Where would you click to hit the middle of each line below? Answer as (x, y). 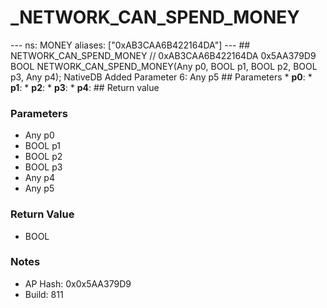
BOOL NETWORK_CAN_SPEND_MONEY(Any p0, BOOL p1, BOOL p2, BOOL (164, 66)
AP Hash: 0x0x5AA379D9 (78, 283)
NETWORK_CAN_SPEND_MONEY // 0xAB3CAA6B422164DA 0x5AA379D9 (163, 55)
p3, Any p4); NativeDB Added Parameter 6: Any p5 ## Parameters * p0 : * (161, 77)
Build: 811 (44, 294)
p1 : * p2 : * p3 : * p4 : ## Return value (85, 87)
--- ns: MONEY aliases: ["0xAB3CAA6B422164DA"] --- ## (130, 45)
